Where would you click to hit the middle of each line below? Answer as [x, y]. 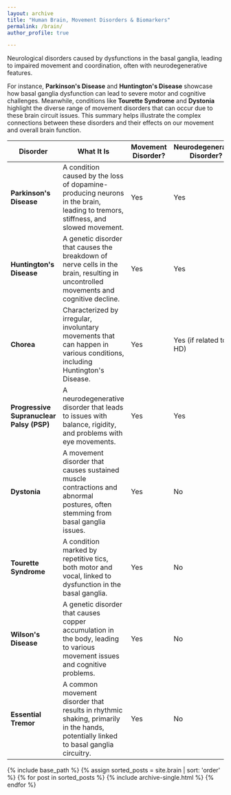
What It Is [93, 151]
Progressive [31, 407]
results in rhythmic [93, 710]
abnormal [78, 496]
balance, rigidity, [90, 425]
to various [79, 648]
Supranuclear [33, 416]
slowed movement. [93, 228]
